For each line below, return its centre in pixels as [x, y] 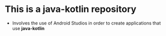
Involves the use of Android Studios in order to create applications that [87, 23]
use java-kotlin [28, 28]
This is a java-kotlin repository [70, 9]
